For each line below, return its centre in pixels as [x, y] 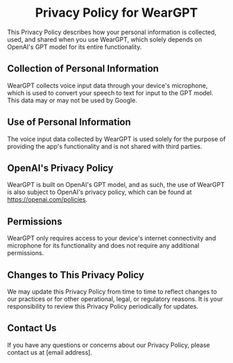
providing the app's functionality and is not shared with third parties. [105, 146]
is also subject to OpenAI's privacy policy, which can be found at [100, 192]
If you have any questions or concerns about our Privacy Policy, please [109, 345]
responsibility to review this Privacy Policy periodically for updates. [103, 306]
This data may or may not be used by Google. [72, 100]
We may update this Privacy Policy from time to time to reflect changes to [112, 291]
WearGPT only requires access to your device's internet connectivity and [112, 239]
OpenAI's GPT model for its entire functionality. [75, 47]
